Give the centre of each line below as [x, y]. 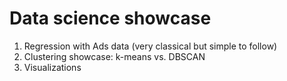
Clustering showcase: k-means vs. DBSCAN [114, 56]
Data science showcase [110, 18]
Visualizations [52, 67]
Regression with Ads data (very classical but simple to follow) [150, 46]
